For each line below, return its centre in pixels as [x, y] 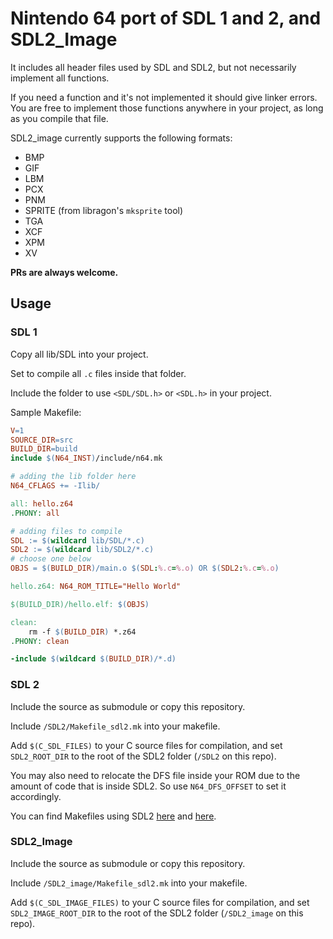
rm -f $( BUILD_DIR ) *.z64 [82, 632]
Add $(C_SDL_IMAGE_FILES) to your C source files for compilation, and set [160, 902]
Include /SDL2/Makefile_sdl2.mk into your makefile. [115, 726]
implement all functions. [60, 78]
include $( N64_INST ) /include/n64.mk [86, 458]
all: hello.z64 [42, 503]
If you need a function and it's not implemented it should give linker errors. [164, 97]
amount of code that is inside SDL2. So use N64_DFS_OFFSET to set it [148, 786]
